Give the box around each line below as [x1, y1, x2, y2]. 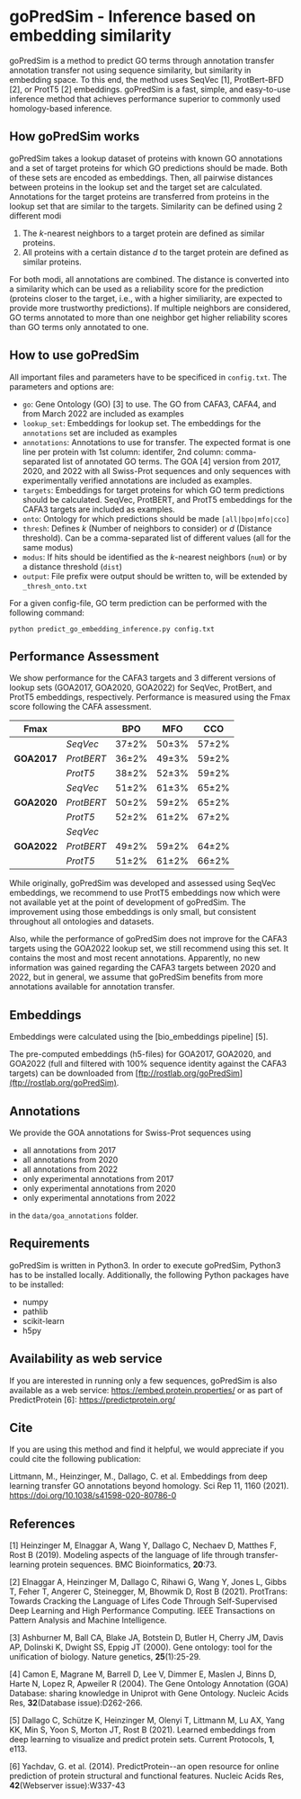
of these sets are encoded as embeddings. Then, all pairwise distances [9, 172, 274, 183]
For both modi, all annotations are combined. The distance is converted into [9, 273, 289, 284]
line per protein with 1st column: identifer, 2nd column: [22, 446, 224, 457]
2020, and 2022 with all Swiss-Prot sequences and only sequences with [22, 465, 291, 476]
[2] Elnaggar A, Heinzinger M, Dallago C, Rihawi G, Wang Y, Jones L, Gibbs [9, 1577, 288, 1588]
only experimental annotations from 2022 [22, 1193, 176, 1203]
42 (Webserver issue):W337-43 [9, 1780, 126, 1791]
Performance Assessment [9, 649, 160, 664]
